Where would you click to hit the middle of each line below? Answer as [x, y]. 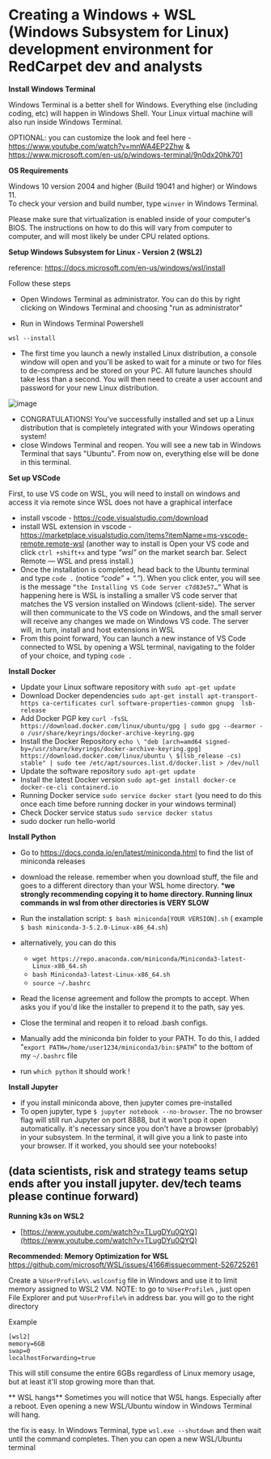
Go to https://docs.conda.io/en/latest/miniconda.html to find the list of [136, 852]
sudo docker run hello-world [68, 821]
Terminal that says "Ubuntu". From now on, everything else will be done [140, 453]
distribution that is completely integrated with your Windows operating [137, 428]
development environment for [111, 49]
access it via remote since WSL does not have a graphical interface [121, 502]
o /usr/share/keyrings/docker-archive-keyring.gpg [107, 733]
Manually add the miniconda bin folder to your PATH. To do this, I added [140, 1038]
